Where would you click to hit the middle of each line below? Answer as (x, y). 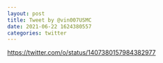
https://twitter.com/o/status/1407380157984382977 (81, 53)
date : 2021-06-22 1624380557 (49, 26)
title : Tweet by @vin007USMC (49, 20)
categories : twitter (37, 33)
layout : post (26, 13)
